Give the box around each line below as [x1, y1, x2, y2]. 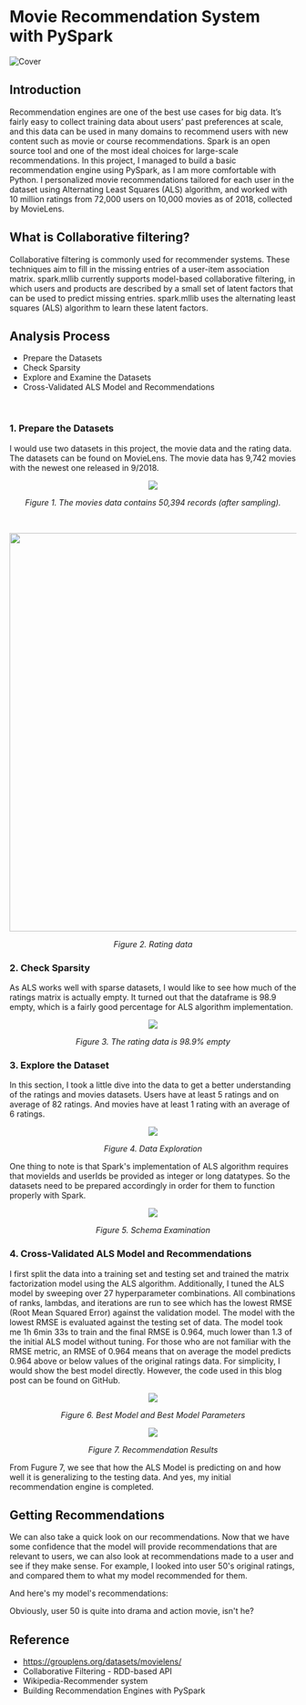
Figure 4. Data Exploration [103, 1143, 203, 1154]
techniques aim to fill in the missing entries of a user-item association [9, 263, 270, 274]
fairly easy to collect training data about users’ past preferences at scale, [9, 116, 284, 127]
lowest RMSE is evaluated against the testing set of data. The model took [9, 1316, 283, 1327]
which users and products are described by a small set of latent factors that [9, 282, 294, 293]
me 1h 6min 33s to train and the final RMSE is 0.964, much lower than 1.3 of [9, 1326, 293, 1337]
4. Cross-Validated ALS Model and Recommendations [9, 1248, 252, 1261]
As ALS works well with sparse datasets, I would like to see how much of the [9, 982, 297, 993]
